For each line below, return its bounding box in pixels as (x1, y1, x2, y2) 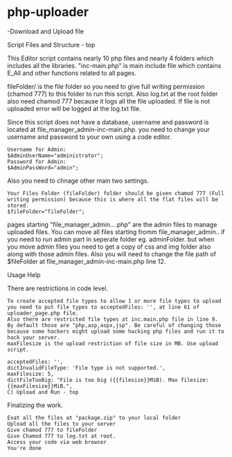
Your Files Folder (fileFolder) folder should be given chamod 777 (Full (7, 190, 225, 197)
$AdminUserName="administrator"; (7, 152, 104, 159)
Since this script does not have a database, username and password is (7, 117, 209, 126)
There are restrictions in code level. (7, 284, 109, 292)
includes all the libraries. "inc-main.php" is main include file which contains (7, 61, 222, 69)
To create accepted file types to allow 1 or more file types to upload (7, 297, 222, 304)
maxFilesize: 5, (7, 370, 54, 377)
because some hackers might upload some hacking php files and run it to (7, 328, 225, 335)
